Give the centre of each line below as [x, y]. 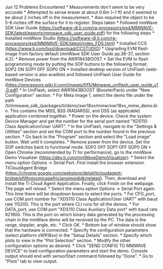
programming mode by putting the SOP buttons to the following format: [76, 64]
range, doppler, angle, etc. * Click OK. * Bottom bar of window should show [81, 225]
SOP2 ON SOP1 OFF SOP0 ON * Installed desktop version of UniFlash [75, 69]
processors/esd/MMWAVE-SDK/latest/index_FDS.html [59, 43]
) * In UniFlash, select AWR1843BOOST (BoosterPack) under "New [83, 90]
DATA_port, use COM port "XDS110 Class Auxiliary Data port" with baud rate [81, 209]
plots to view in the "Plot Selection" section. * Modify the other [68, 240]
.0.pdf [11, 90]
